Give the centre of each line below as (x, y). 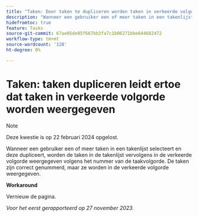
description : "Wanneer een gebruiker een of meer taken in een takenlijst (100, 17)
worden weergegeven (61, 109)
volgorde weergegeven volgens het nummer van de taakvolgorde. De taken (98, 161)
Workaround (22, 185)
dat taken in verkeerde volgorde (86, 96)
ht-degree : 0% (24, 50)
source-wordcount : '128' (37, 45)
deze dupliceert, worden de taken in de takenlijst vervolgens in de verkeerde (99, 154)
